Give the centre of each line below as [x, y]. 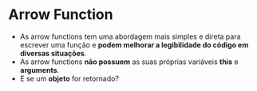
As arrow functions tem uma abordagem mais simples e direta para [130, 36]
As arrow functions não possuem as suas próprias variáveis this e [129, 62]
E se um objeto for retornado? [69, 78]
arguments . [40, 70]
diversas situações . [53, 53]
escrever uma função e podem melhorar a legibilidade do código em [134, 44]
